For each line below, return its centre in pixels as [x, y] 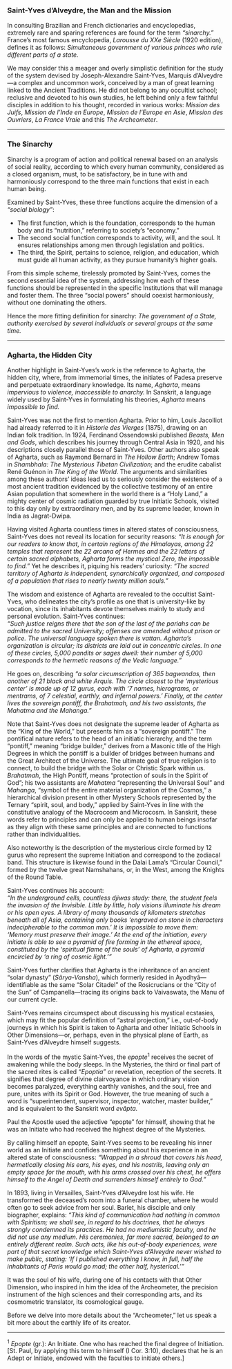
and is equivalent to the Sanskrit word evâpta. [72, 1108]
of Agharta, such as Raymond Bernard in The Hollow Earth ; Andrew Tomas [113, 457]
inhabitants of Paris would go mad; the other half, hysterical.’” [96, 1266]
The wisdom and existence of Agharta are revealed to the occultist [102, 594]
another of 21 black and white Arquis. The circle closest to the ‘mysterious [113, 681]
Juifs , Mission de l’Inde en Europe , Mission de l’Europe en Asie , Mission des [115, 112]
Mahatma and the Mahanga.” [49, 710]
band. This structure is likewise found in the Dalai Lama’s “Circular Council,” [115, 862]
